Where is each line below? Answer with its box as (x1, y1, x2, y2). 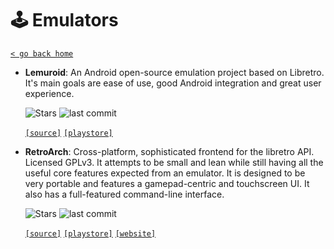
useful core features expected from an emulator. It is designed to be (24, 167, 306, 179)
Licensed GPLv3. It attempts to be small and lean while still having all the (24, 156, 324, 168)
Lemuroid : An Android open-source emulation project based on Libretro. (24, 66, 325, 78)
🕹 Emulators (10, 9, 119, 32)
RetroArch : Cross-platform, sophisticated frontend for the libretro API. (24, 145, 315, 157)
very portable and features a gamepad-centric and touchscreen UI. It (24, 177, 310, 189)
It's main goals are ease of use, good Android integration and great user (24, 77, 322, 89)
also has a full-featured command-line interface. (24, 188, 225, 200)
